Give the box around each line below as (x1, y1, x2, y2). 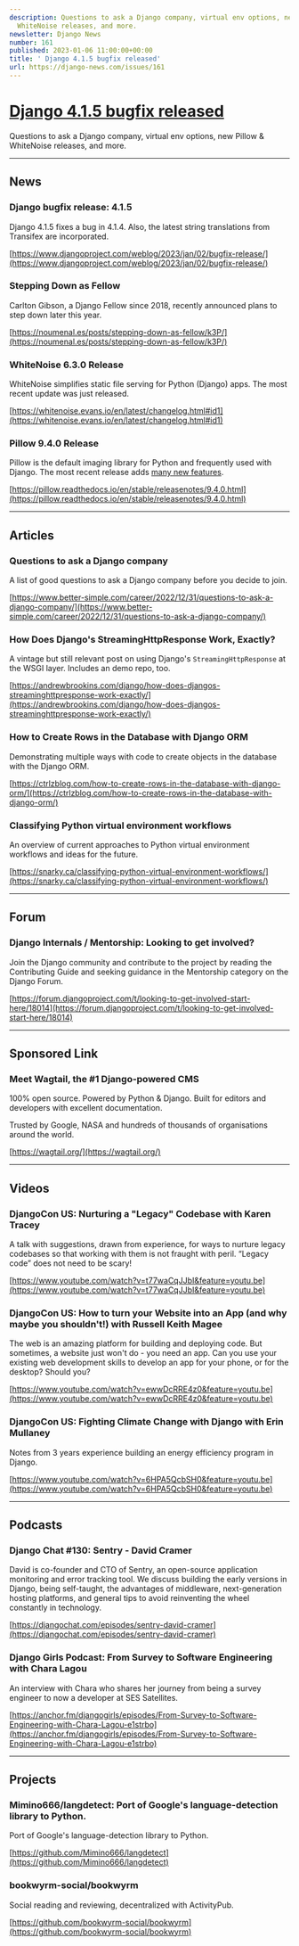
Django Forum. (9, 975, 64, 986)
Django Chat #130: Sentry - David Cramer (9, 1544, 193, 1556)
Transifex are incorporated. (9, 231, 109, 242)
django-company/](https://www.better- (9, 602, 153, 612)
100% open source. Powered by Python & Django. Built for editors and (9, 1093, 267, 1104)
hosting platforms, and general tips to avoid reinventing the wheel (9, 1593, 250, 1604)
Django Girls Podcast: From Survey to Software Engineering (9, 1651, 273, 1663)
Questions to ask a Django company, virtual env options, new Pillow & (9, 130, 265, 141)
